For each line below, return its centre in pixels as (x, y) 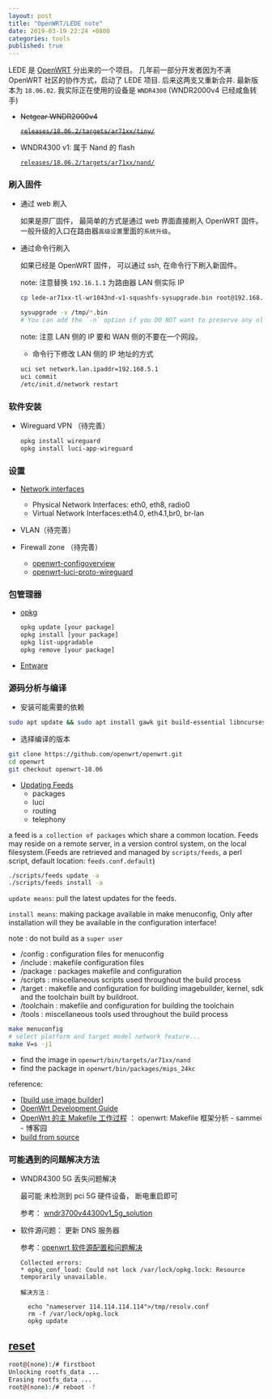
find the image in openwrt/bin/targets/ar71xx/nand (105, 1059)
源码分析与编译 (38, 687)
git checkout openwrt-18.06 (56, 769)
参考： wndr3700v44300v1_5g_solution (86, 1213)
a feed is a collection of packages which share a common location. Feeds (134, 835)
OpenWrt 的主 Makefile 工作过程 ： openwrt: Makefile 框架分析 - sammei (141, 1117)
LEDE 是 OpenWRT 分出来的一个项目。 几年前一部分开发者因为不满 (120, 70)
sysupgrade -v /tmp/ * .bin (64, 313)
